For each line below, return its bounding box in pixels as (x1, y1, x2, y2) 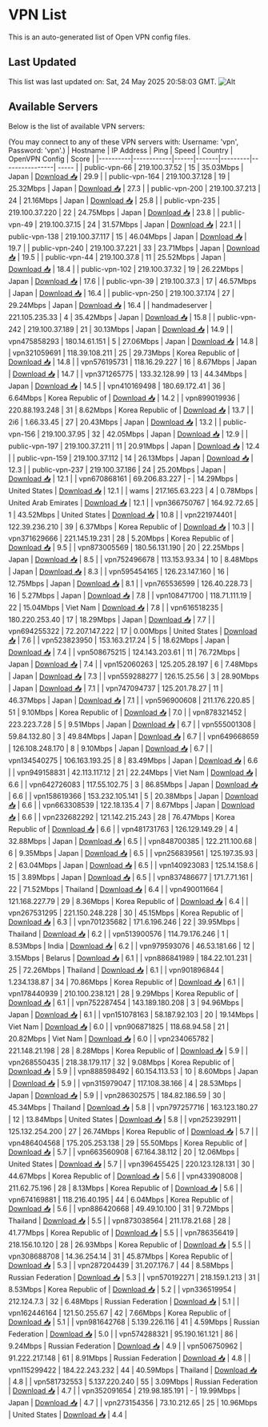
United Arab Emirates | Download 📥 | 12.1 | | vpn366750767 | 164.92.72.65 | (8, 497, 258, 507)
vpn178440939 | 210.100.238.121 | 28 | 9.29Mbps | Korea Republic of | (8, 988, 238, 998)
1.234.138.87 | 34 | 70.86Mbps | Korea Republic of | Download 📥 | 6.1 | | (8, 977, 245, 987)
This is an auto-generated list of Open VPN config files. (8, 32, 190, 42)
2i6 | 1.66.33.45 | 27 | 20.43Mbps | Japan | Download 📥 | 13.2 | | (8, 417, 222, 427)
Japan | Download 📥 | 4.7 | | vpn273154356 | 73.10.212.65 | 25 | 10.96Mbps (8, 1397, 258, 1407)
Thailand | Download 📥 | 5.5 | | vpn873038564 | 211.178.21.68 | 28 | (8, 1215, 231, 1225)
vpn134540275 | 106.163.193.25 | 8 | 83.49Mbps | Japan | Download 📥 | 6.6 (8, 756, 258, 765)
